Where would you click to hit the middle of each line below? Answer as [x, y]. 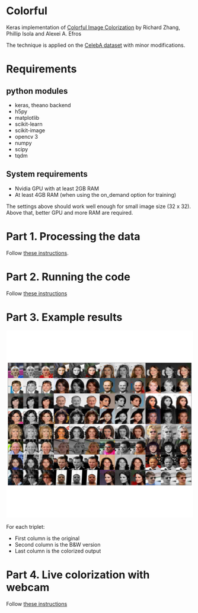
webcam [28, 587]
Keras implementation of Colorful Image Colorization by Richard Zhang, [93, 27]
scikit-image [30, 130]
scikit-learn [28, 124]
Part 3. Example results [64, 317]
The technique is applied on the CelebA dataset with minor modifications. [96, 45]
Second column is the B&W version [58, 544]
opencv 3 [26, 136]
